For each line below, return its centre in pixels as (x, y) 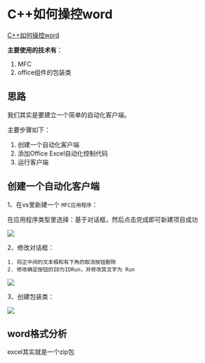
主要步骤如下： (29, 130)
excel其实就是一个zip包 (41, 352)
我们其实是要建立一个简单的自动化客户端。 (69, 115)
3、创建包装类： (31, 296)
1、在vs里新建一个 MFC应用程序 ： (53, 205)
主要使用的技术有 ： (35, 50)
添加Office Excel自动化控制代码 (63, 153)
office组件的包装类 (44, 72)
